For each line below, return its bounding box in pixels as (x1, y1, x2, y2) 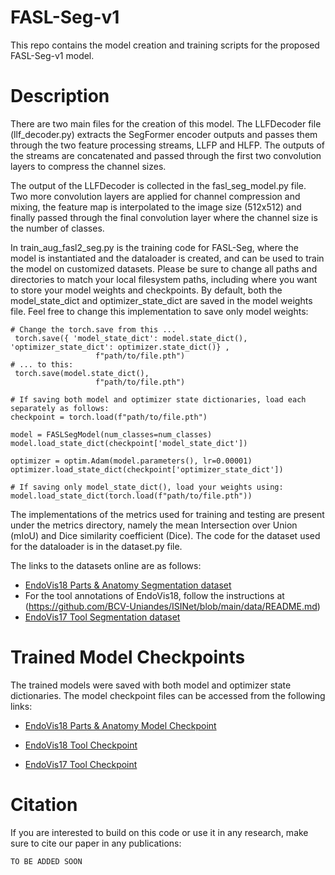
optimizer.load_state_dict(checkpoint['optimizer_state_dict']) (10, 464, 284, 475)
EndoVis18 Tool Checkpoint (24, 739, 138, 751)
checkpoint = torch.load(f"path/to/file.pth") (10, 412, 208, 422)
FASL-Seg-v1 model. (10, 49, 95, 61)
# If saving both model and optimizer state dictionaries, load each (10, 394, 307, 405)
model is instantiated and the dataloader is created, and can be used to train (10, 252, 325, 264)
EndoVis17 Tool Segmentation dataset (24, 611, 181, 623)
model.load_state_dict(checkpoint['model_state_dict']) (10, 438, 248, 448)
